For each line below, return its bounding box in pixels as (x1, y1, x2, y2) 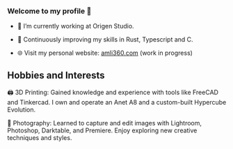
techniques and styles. (7, 134, 72, 142)
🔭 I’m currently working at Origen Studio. (17, 22, 134, 30)
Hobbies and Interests (7, 69, 106, 81)
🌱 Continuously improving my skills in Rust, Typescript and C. (17, 35, 193, 44)
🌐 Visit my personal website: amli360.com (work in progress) (17, 49, 193, 58)
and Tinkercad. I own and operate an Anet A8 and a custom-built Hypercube (7, 98, 227, 107)
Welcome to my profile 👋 (7, 6, 92, 16)
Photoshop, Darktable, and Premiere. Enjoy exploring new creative (7, 126, 198, 134)
